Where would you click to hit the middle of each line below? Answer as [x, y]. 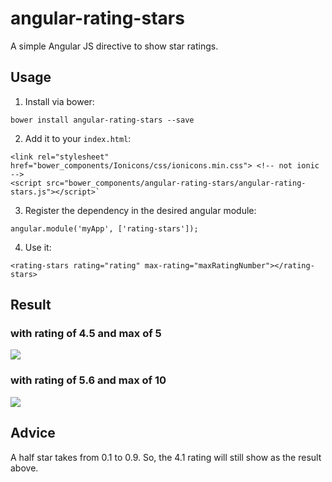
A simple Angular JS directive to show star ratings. [114, 46]
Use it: [38, 247]
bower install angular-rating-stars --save [102, 120]
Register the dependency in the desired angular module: [140, 210]
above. [24, 468]
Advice [33, 433]
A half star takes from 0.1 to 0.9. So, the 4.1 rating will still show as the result [166, 457]
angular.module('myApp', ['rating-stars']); [104, 228]
